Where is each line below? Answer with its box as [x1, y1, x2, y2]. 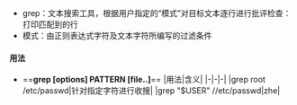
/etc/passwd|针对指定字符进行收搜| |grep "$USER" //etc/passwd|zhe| [22, 85, 281, 96]
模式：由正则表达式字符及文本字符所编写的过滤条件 [22, 31, 212, 40]
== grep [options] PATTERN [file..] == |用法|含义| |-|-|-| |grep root [22, 74, 265, 85]
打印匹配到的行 [22, 19, 78, 30]
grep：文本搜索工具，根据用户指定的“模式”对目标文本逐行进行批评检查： [22, 8, 292, 18]
